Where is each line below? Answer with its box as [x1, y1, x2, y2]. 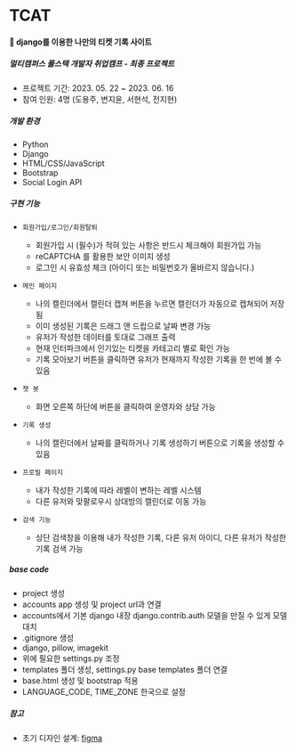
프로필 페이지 [21, 468, 64, 477]
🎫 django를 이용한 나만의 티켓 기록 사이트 [9, 37, 153, 47]
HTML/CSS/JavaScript [21, 158, 105, 168]
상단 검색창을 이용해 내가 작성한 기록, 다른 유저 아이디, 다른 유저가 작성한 [35, 532, 287, 543]
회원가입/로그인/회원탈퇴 [21, 223, 98, 232]
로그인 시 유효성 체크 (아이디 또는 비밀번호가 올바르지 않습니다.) [35, 262, 255, 273]
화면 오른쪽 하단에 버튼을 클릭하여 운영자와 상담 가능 [35, 401, 216, 412]
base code [9, 564, 49, 575]
